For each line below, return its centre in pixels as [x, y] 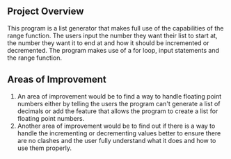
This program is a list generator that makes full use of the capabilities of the [115, 28]
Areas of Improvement [57, 79]
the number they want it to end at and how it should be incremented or [108, 43]
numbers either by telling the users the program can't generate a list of [119, 103]
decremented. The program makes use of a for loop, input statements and [113, 50]
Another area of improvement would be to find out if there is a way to [116, 126]
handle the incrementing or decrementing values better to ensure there [119, 133]
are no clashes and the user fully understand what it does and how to [117, 140]
